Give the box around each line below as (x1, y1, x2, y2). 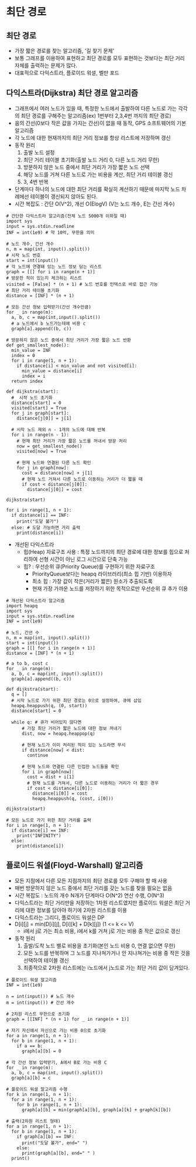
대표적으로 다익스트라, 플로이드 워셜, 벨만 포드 (14, 69, 120, 76)
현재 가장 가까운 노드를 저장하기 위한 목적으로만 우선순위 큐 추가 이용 (32, 585, 188, 592)
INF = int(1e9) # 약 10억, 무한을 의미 (6, 230, 95, 236)
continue (27, 752, 49, 758)
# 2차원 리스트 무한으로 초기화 (6, 1011, 70, 1017)
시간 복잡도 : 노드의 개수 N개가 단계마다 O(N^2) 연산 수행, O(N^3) (14, 892, 165, 899)
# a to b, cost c (6, 660, 49, 667)
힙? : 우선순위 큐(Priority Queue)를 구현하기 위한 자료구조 (23, 563, 155, 570)
